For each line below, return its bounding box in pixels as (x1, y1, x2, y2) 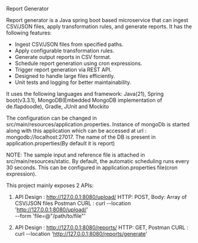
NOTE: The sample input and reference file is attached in (6, 151, 145, 158)
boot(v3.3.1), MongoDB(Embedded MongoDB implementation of (6, 96, 162, 104)
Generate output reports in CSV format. (14, 54, 112, 60)
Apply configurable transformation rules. (14, 47, 115, 54)
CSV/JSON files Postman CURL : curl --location (14, 200, 131, 207)
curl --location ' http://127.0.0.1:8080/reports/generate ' (14, 230, 147, 237)
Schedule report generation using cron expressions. (14, 60, 143, 67)
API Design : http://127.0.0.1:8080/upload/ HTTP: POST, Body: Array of (14, 194, 187, 200)
